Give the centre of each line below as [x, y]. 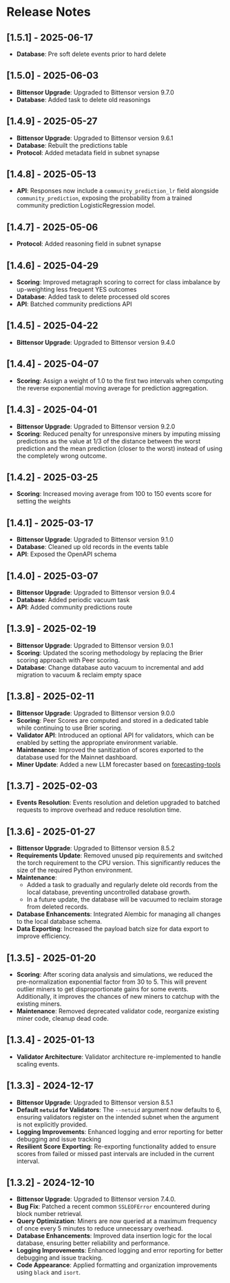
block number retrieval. [50, 1214]
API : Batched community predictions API [74, 304]
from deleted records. [57, 907]
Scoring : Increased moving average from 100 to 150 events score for [114, 494]
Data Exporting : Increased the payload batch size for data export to [113, 929]
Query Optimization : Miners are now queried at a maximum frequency [117, 1221]
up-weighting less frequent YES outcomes [76, 290]
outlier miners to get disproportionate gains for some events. [102, 989]
